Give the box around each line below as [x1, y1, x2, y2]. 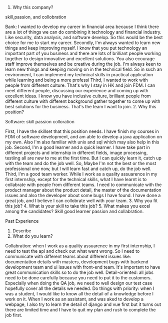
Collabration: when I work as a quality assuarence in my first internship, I [5, 243, 155, 249]
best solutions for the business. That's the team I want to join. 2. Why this [5, 104, 156, 109]
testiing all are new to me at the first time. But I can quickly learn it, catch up [5, 155, 161, 161]
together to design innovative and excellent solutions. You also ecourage [5, 56, 155, 62]
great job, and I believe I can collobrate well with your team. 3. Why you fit [5, 198, 158, 204]
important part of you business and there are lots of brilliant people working [5, 50, 161, 56]
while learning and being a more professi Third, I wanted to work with [5, 77, 148, 83]
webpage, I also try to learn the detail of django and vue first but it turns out [5, 301, 161, 307]
